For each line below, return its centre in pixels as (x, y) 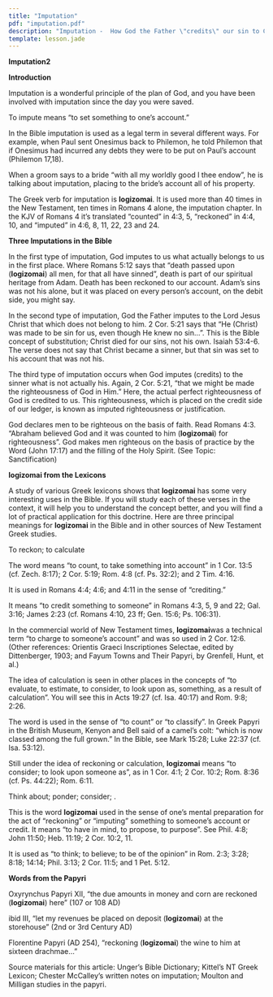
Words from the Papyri (48, 878)
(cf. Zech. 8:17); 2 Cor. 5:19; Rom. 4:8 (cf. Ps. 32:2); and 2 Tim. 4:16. (121, 574)
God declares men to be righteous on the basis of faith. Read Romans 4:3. (132, 425)
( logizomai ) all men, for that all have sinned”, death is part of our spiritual (131, 274)
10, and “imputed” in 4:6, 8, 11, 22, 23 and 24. (84, 225)
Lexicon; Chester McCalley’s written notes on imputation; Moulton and (126, 976)
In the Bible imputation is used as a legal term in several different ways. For (134, 133)
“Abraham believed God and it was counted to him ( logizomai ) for (119, 433)
